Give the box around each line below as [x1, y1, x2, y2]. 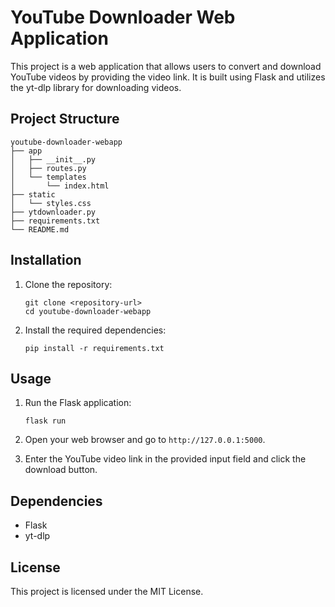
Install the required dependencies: [24, 324, 167, 336]
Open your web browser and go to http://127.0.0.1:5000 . [24, 434, 266, 446]
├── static [10, 189, 56, 200]
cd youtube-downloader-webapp [24, 306, 152, 316]
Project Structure [10, 111, 120, 128]
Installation [10, 252, 82, 269]
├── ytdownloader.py [10, 207, 97, 217]
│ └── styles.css [10, 198, 92, 208]
